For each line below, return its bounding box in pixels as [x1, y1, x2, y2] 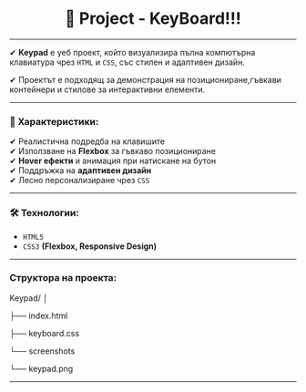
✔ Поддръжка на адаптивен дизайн [9, 165, 152, 176]
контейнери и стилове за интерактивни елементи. [9, 84, 206, 95]
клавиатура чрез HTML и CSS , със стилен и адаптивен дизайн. [9, 57, 246, 67]
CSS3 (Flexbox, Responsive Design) [22, 241, 158, 252]
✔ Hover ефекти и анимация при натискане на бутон [9, 155, 217, 167]
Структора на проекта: [9, 272, 117, 284]
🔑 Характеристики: [9, 115, 99, 128]
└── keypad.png [9, 363, 74, 374]
